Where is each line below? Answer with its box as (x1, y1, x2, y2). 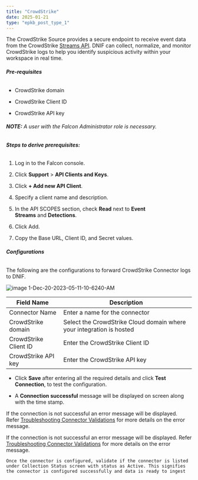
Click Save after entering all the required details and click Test (14, 374, 166, 381)
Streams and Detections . (14, 212, 77, 219)
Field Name (16, 298, 49, 306)
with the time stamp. (14, 398, 65, 406)
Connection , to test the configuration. (14, 381, 107, 388)
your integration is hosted (63, 325, 134, 333)
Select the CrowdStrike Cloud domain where (63, 317, 186, 326)
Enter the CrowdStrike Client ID (63, 338, 149, 346)
